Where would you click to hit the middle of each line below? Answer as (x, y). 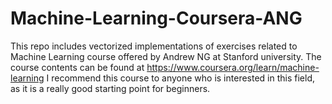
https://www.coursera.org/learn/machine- (233, 67)
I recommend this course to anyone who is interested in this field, (180, 78)
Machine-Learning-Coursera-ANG (156, 18)
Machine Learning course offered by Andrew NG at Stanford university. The (166, 56)
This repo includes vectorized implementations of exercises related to (154, 46)
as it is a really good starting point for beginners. (110, 88)
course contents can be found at (77, 67)
